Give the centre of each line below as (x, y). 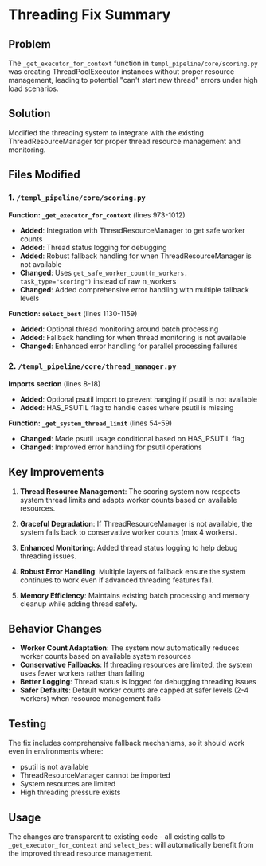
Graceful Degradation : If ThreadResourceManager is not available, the (136, 523)
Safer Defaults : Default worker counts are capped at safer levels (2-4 (134, 690)
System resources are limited (68, 784)
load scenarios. (33, 88)
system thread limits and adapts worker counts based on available (128, 500)
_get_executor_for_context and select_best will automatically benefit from (131, 845)
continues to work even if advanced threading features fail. (117, 580)
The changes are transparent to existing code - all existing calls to (117, 837)
